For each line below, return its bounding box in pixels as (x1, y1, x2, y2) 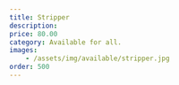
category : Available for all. (9, 37, 123, 47)
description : (9, 21, 58, 30)
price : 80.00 (9, 29, 58, 38)
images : (9, 46, 38, 55)
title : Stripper (9, 12, 70, 22)
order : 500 (9, 63, 50, 72)
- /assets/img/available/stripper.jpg (25, 54, 170, 63)
